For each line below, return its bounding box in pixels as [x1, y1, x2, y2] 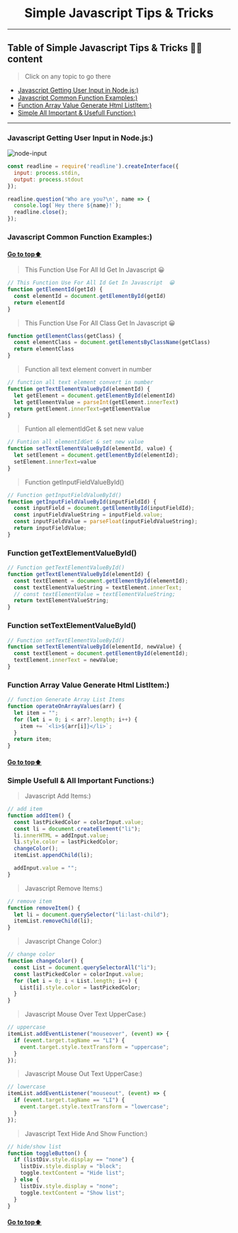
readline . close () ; [13, 208, 69, 216]
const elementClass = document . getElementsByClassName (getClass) [13, 339, 211, 346]
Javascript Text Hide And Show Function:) [24, 1129, 148, 1138]
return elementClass [13, 346, 74, 353]
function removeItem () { [7, 904, 81, 912]
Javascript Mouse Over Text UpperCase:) [24, 1010, 147, 1018]
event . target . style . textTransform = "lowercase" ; [20, 1104, 170, 1111]
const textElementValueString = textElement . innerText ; [13, 584, 182, 591]
